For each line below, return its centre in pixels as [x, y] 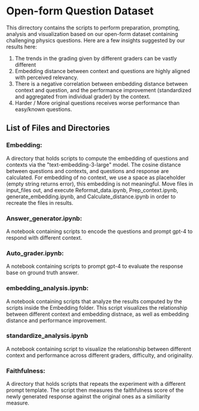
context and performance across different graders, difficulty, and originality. [100, 355]
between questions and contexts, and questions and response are [88, 171]
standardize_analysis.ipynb [47, 336]
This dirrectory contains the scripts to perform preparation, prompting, [93, 28]
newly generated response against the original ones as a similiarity [88, 397]
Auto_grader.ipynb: [35, 253]
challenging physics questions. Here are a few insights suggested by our [96, 40]
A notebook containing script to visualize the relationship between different [99, 349]
